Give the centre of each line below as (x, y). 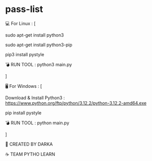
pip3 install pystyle (25, 54)
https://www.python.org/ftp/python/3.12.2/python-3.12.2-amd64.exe (76, 103)
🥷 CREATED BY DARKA (29, 144)
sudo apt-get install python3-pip (39, 45)
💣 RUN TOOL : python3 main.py (39, 64)
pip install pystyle (23, 113)
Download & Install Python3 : (35, 98)
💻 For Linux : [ (21, 23)
